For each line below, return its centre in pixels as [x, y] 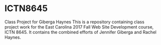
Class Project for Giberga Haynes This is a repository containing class [74, 22]
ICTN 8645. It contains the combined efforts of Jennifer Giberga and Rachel [80, 32]
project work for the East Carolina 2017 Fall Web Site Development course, [79, 27]
